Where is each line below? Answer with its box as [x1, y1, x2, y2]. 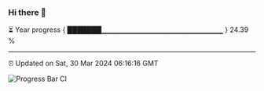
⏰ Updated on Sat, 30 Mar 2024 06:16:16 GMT [8, 58, 159, 68]
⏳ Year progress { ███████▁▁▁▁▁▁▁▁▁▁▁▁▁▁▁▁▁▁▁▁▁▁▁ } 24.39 [8, 25, 249, 34]
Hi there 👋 [8, 7, 47, 18]
